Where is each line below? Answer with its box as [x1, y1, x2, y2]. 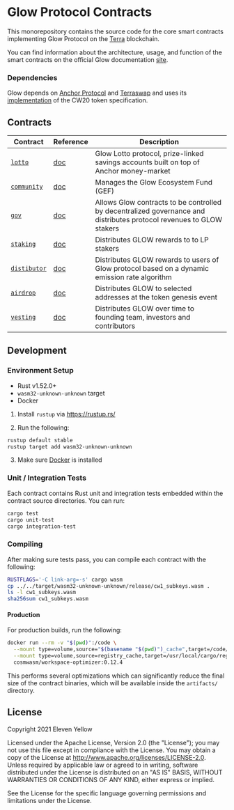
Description [139, 137, 180, 147]
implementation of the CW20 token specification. [7, 96, 148, 104]
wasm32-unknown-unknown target [17, 389, 106, 397]
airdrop [10, 289, 36, 297]
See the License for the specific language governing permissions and [7, 788, 207, 797]
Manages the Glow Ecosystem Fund [95, 178, 212, 187]
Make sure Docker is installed [17, 455, 102, 464]
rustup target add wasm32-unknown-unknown [7, 443, 132, 450]
